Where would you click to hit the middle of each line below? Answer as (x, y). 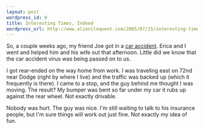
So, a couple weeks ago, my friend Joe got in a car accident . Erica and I (96, 46)
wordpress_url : (25, 29)
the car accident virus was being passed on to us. (69, 59)
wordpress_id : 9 (27, 18)
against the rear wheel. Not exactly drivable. (62, 96)
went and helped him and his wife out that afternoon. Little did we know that (101, 53)
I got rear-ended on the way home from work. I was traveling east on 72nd (99, 71)
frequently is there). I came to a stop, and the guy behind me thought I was (100, 84)
